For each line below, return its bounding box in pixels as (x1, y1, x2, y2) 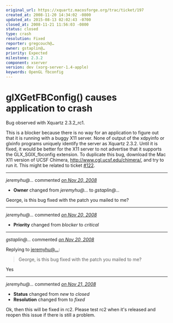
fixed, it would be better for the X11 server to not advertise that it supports (6, 146, 162, 152)
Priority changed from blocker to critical (13, 221, 99, 227)
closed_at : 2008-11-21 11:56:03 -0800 (6, 22, 89, 27)
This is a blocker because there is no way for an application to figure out (6, 129, 159, 136)
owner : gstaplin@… (6, 46, 45, 51)
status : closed (6, 27, 39, 32)
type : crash (6, 31, 31, 36)
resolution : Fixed (6, 36, 45, 42)
